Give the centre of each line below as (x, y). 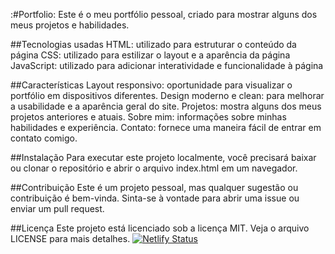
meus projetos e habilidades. (70, 25)
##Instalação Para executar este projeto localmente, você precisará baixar (163, 157)
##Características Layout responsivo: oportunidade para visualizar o (151, 85)
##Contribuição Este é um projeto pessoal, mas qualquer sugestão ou (154, 187)
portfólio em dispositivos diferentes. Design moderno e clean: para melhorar (167, 95)
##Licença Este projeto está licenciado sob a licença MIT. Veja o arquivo (160, 228)
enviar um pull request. (57, 208)
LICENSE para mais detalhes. (70, 238)
